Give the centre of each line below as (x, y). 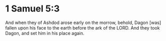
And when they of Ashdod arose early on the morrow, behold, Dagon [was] (83, 22)
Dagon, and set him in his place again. (45, 33)
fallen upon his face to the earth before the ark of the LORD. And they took (82, 27)
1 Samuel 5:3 (33, 9)
